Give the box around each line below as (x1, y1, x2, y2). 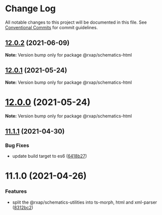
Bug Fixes (5, 142, 30, 148)
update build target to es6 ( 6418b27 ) (12, 153, 87, 159)
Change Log (5, 3, 56, 14)
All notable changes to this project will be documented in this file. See (5, 19, 147, 25)
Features (5, 188, 27, 195)
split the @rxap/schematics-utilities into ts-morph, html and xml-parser (12, 199, 157, 205)
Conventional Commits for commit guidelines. (5, 24, 98, 30)
